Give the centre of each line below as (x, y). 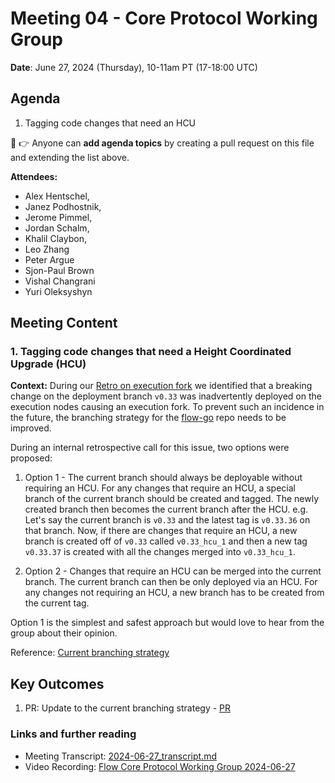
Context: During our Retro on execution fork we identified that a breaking (161, 386)
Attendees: (34, 176)
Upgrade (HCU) (48, 364)
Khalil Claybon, (55, 238)
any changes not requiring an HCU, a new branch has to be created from (174, 593)
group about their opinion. (64, 633)
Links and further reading (73, 734)
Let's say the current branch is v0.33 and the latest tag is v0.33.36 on (167, 520)
